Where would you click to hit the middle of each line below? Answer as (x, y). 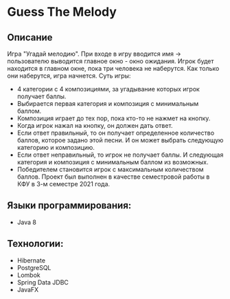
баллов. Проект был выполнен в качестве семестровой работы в (113, 177)
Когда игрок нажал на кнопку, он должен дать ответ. (95, 125)
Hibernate (31, 260)
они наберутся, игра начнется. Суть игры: (69, 76)
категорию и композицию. (56, 147)
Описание (30, 37)
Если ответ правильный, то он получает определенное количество (116, 133)
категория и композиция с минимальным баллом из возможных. (113, 162)
